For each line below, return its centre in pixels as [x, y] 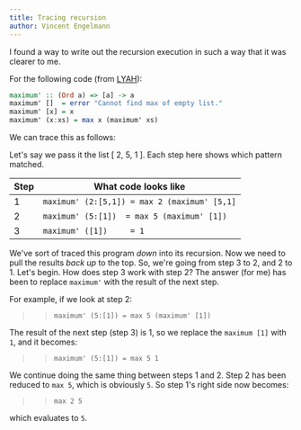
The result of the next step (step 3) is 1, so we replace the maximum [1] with [148, 332]
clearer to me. [35, 61]
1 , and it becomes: [44, 342]
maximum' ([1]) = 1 [93, 231]
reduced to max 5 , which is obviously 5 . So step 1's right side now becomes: [149, 385]
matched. [27, 164]
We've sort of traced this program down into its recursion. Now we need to [147, 253]
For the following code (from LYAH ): [76, 78]
